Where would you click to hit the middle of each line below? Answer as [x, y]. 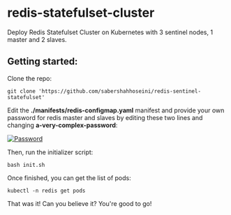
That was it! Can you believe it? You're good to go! [80, 203]
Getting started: [43, 62]
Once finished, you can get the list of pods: [69, 178]
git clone [22, 91]
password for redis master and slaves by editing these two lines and [105, 117]
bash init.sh [26, 165]
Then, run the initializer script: [50, 152]
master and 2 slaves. [37, 39]
